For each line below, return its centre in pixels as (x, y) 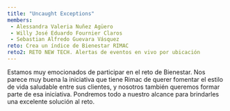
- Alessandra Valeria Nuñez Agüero (61, 26)
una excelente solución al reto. (51, 101)
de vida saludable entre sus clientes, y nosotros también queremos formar (114, 87)
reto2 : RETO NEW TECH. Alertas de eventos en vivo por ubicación (104, 53)
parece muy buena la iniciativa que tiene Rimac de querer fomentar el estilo (115, 79)
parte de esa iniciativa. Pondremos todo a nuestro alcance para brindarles (113, 94)
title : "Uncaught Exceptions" (51, 14)
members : (20, 20)
